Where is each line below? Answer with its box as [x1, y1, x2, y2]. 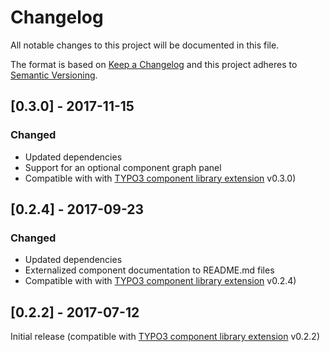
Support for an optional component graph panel [24, 161, 222, 173]
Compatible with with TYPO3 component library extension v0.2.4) [24, 275, 297, 287]
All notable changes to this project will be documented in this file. [10, 39, 280, 51]
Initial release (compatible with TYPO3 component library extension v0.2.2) [10, 331, 320, 343]
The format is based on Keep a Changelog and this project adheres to [10, 58, 298, 70]
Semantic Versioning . [10, 69, 98, 81]
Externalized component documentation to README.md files [24, 264, 275, 276]
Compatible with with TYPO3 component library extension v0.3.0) [24, 172, 297, 184]
